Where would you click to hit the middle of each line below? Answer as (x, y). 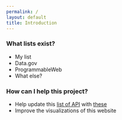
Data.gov (26, 63)
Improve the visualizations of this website (65, 110)
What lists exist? (31, 44)
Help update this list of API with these (61, 104)
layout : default (26, 17)
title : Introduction (32, 23)
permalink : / (22, 12)
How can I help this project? (47, 91)
